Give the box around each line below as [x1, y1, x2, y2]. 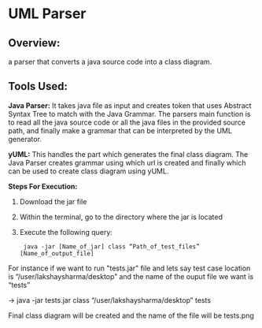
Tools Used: [8, 80, 68, 93]
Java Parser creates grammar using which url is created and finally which [8, 158, 246, 167]
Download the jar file [19, 196, 87, 206]
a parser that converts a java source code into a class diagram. [8, 57, 212, 66]
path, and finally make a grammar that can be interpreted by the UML [8, 125, 232, 135]
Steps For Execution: [8, 181, 78, 191]
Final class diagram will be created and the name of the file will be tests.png [8, 311, 254, 320]
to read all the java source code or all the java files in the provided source [8, 117, 246, 127]
